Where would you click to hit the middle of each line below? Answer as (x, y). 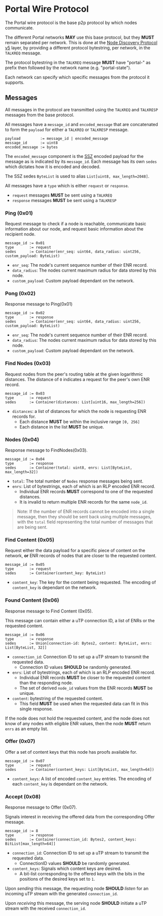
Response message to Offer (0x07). (41, 807)
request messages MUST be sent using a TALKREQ (62, 195)
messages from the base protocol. (40, 115)
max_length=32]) (22, 472)
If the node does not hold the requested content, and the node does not (77, 718)
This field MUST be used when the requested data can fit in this (84, 703)
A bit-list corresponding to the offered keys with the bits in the (82, 874)
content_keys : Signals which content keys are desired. (67, 868)
